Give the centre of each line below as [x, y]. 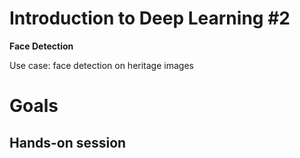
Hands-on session [68, 142]
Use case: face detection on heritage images [101, 65]
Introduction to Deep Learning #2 [150, 18]
